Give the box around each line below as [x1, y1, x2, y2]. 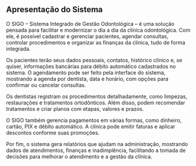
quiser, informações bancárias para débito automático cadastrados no [6, 63, 176, 70]
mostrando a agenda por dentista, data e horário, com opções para [6, 75, 169, 82]
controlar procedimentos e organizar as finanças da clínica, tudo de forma [6, 39, 186, 46]
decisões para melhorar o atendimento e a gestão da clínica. [6, 153, 153, 160]
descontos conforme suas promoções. [6, 129, 100, 136]
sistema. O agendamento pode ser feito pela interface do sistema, [6, 69, 166, 76]
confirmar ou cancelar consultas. [6, 82, 86, 89]
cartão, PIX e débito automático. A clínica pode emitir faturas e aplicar [6, 123, 175, 130]
